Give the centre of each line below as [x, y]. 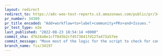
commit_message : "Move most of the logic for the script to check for [78, 41]
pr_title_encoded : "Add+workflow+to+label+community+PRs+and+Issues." [78, 23]
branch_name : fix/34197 [29, 46]
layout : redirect [22, 9]
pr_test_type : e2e [23, 28]
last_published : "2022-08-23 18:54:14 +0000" [51, 32]
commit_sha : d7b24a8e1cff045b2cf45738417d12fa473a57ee [61, 37]
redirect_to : [18, 14]
